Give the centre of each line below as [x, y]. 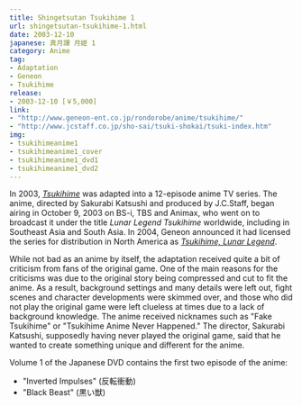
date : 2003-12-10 [42, 34]
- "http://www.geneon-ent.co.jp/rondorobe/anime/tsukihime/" [127, 118]
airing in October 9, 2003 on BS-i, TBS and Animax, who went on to [135, 213]
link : [19, 110]
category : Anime [40, 51]
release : [26, 93]
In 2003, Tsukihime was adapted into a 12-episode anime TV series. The [143, 194]
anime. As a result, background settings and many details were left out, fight [151, 288]
